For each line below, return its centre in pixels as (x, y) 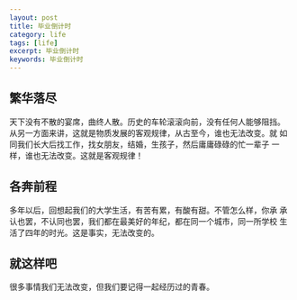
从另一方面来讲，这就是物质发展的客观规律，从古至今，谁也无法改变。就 (143, 132)
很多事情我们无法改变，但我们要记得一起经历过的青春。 (112, 287)
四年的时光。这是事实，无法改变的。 (92, 232)
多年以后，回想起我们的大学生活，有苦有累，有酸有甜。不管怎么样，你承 (143, 210)
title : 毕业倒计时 (40, 26)
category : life (38, 34)
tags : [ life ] (34, 43)
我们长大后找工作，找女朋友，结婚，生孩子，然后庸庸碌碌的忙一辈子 (143, 144)
